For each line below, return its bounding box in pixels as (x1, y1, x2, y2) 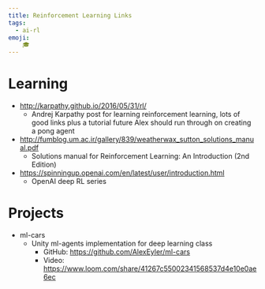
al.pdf (19, 143, 39, 152)
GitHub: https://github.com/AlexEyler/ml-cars (43, 247, 191, 257)
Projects (8, 205, 65, 222)
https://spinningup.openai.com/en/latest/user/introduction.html (19, 168, 225, 178)
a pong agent (31, 126, 75, 136)
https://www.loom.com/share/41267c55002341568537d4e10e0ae (43, 264, 257, 273)
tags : (8, 19, 26, 27)
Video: (43, 256, 65, 265)
